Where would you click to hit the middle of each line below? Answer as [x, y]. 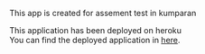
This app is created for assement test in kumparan [103, 13]
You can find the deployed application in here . [95, 40]
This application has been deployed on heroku [96, 30]
